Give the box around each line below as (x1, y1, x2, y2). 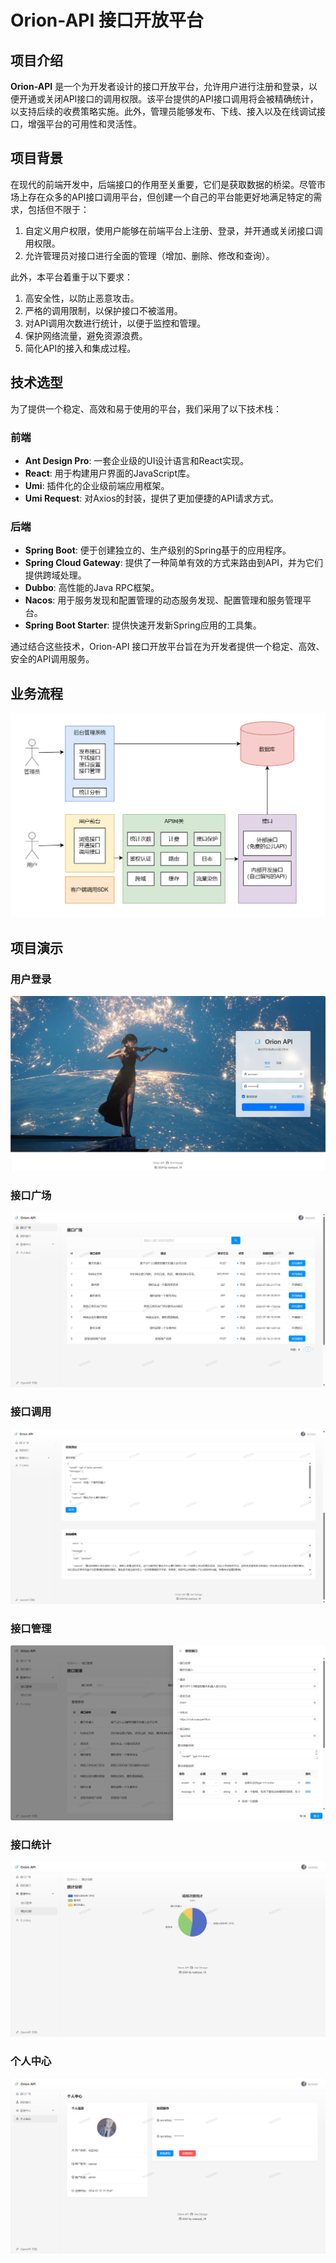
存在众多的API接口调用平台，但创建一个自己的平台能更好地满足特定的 (27, 191, 314, 203)
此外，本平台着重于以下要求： (10, 271, 133, 283)
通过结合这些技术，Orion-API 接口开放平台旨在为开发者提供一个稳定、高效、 (10, 641, 325, 653)
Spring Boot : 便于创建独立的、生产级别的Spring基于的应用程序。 (24, 544, 292, 556)
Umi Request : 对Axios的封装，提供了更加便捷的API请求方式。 (24, 492, 279, 504)
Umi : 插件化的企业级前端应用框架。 (24, 479, 170, 491)
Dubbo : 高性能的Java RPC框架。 (24, 582, 160, 594)
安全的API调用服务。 (10, 653, 95, 665)
